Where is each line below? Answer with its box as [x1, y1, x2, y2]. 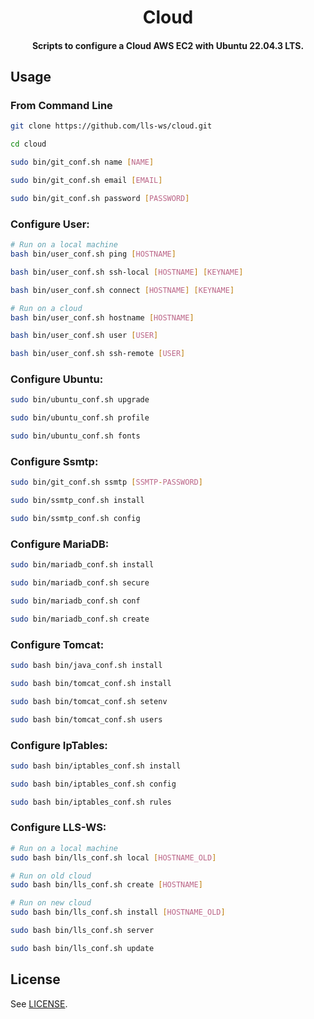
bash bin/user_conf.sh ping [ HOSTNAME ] [10, 249, 177, 260]
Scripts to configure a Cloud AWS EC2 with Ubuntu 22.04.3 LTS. [31, 39, 305, 51]
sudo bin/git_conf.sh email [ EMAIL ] [10, 176, 163, 186]
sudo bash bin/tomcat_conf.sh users [10, 714, 163, 725]
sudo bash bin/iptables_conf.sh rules [10, 797, 172, 807]
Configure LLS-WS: [10, 821, 107, 835]
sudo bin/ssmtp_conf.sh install [10, 496, 145, 506]
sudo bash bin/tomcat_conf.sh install [10, 678, 172, 688]
